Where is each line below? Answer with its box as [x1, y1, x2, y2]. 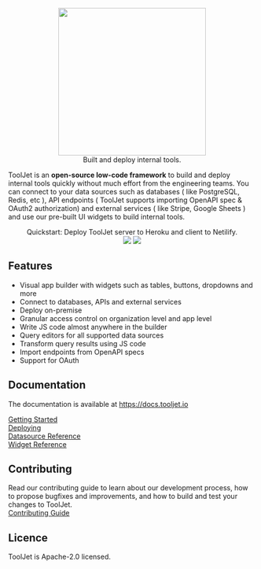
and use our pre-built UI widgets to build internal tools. [8, 212, 186, 221]
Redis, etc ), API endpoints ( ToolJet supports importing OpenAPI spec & [8, 195, 242, 205]
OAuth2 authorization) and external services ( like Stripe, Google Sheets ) [8, 204, 246, 212]
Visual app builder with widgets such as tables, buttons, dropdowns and [19, 280, 253, 290]
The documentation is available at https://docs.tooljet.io [8, 399, 189, 408]
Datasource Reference [8, 431, 81, 441]
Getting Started [8, 414, 58, 424]
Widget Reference [8, 439, 67, 449]
